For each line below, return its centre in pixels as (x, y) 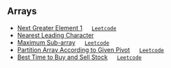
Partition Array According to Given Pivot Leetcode (90, 49)
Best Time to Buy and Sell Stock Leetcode (79, 57)
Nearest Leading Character (55, 35)
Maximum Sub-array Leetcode (63, 42)
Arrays (22, 11)
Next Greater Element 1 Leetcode (67, 27)
